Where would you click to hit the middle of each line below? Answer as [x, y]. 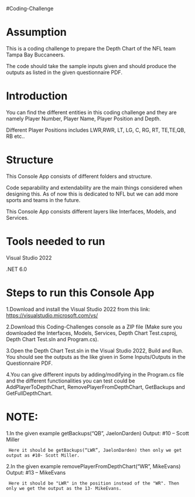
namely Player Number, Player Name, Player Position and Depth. [83, 118]
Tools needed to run [56, 241]
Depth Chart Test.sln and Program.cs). [52, 339]
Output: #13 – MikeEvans [36, 472]
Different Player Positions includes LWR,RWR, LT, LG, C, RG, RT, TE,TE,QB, [96, 130]
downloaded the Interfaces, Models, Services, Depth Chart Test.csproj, [92, 333]
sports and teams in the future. [43, 200]
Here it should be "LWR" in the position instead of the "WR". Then [94, 483]
